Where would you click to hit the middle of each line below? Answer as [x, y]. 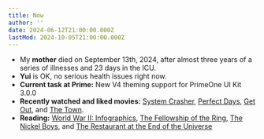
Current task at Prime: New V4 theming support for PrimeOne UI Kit [130, 85]
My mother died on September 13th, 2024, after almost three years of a [136, 60]
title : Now [26, 15]
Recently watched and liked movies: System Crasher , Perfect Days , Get [138, 101]
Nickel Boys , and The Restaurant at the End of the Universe [116, 126]
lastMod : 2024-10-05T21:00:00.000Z [67, 37]
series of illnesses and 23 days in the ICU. [87, 68]
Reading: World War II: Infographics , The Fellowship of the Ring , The [131, 118]
